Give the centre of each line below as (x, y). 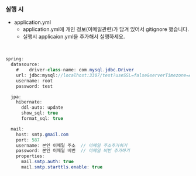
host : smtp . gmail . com (42, 134)
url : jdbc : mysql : (37, 75)
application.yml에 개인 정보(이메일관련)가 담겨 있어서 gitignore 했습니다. (106, 29)
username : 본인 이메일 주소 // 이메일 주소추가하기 (72, 145)
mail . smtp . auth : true (47, 162)
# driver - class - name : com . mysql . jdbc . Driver (75, 70)
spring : (15, 59)
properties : (30, 156)
